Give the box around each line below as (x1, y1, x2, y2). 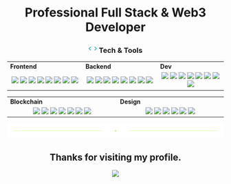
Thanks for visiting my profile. (49, 151, 182, 163)
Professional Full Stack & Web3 (25, 5, 206, 21)
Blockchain (10, 97, 43, 106)
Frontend (10, 62, 37, 71)
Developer (85, 19, 146, 35)
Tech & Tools (98, 46, 143, 56)
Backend (85, 62, 111, 71)
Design (120, 97, 141, 106)
